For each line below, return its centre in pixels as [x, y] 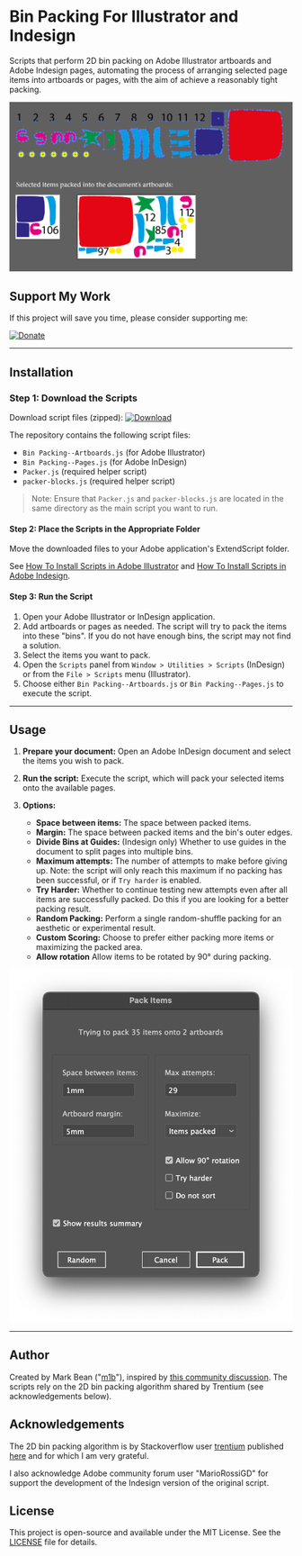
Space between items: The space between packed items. [143, 823]
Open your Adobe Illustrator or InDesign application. [119, 616]
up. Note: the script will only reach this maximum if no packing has [159, 871]
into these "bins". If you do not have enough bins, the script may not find [157, 636]
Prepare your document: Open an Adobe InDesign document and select [156, 751]
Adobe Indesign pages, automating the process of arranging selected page [148, 70]
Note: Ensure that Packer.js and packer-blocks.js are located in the [158, 499]
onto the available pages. [69, 788]
